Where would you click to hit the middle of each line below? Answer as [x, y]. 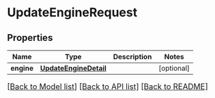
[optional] [174, 68]
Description [132, 57]
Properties [30, 38]
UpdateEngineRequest [72, 13]
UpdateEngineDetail [73, 68]
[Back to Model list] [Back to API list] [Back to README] [107, 86]
